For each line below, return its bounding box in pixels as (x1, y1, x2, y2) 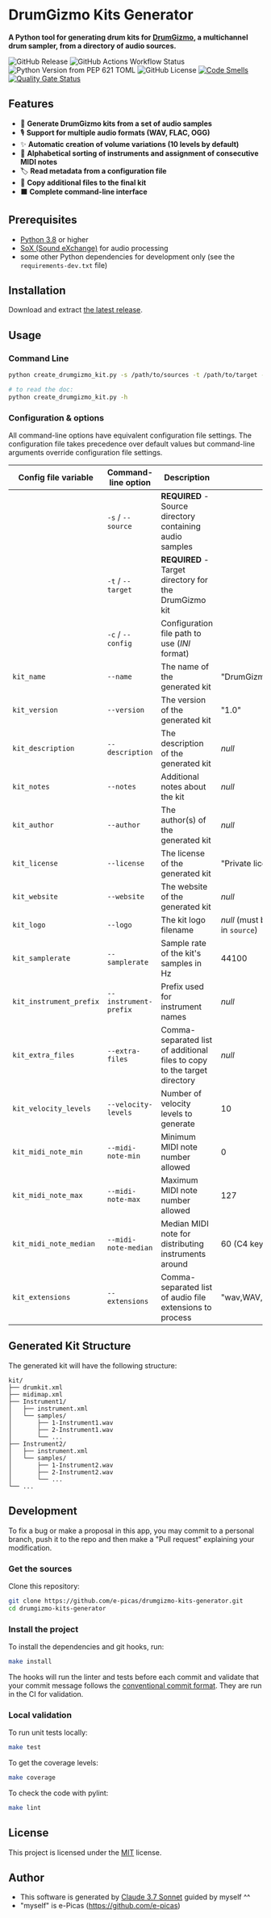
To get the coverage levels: (8, 1758, 99, 1767)
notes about (161, 781, 206, 792)
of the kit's (161, 947, 202, 958)
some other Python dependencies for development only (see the (19, 252, 236, 262)
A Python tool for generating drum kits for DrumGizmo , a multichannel (8, 32, 248, 42)
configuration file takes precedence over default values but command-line (8, 438, 256, 449)
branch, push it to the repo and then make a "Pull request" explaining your (8, 1534, 255, 1543)
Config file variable (18, 471, 94, 483)
